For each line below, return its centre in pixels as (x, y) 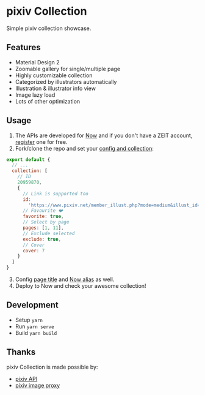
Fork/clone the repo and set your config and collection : (84, 148)
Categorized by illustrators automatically (66, 81)
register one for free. (41, 141)
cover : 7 (34, 250)
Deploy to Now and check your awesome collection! (81, 286)
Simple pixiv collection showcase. (49, 28)
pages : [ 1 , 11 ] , (43, 228)
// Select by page (46, 222)
